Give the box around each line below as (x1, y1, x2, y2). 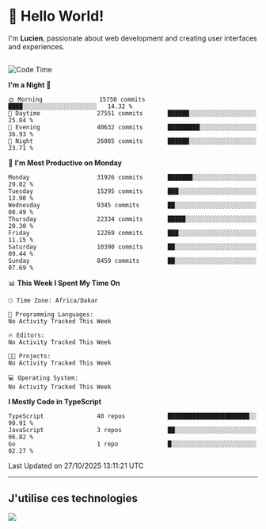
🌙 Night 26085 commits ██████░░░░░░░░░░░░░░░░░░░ (8, 137, 257, 145)
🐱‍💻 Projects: (8, 353, 51, 361)
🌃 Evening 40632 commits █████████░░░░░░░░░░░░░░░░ (8, 123, 257, 132)
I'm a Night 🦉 (8, 80, 51, 90)
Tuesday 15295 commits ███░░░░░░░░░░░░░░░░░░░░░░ (8, 187, 257, 195)
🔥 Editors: (8, 331, 45, 340)
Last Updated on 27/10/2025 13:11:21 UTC (8, 461, 144, 471)
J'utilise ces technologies (8, 492, 139, 505)
